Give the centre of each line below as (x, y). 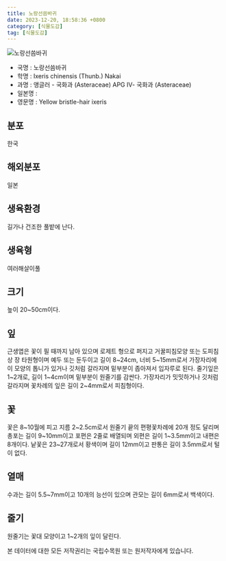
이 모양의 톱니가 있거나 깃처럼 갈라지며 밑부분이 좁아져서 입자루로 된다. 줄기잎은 (113, 369)
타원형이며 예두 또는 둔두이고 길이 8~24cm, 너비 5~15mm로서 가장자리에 (119, 360)
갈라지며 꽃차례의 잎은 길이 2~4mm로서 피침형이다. (76, 386)
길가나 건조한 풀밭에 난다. (41, 227)
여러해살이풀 (24, 268)
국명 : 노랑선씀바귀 (42, 68)
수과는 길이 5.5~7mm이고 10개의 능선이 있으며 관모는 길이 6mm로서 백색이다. (111, 494)
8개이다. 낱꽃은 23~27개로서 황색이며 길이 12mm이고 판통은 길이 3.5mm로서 (110, 444)
